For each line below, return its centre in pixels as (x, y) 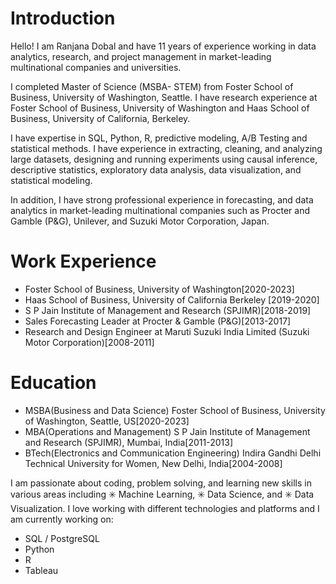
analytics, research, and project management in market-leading (141, 56)
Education (53, 383)
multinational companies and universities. (96, 67)
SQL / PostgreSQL (62, 538)
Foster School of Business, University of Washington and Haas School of (160, 108)
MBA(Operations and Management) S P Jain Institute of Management (167, 431)
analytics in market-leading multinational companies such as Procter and (160, 210)
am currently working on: (62, 519)
